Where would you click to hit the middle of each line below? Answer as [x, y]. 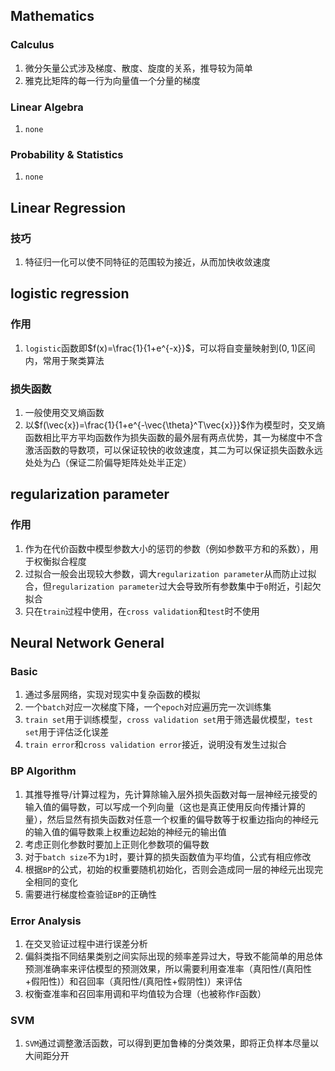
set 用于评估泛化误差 [67, 732]
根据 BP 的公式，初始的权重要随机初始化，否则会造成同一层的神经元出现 [169, 869]
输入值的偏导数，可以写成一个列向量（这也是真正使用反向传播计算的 [165, 806]
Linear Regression [68, 207]
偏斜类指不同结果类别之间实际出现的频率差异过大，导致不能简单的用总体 [173, 956]
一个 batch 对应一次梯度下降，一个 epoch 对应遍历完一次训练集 [148, 707]
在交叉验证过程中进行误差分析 [86, 943]
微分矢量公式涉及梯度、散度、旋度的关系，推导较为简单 [138, 68]
